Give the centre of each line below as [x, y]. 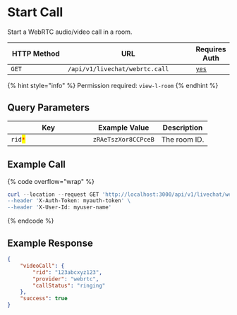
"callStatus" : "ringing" [69, 285]
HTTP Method [36, 54]
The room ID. [183, 140]
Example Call [36, 165]
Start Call [35, 12]
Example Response [50, 243]
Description [183, 128]
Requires [211, 49]
